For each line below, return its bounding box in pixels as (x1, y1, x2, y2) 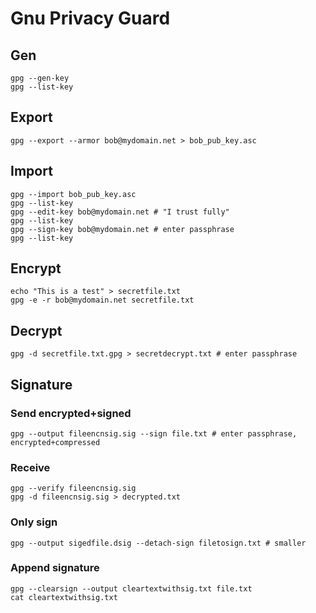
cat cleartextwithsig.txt (10, 592, 118, 602)
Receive (10, 460, 51, 474)
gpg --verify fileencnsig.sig (10, 483, 137, 494)
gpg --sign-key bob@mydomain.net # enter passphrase (10, 224, 235, 234)
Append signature (10, 561, 100, 575)
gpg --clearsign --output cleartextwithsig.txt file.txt (10, 583, 253, 594)
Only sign (10, 515, 58, 529)
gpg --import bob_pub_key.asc (10, 189, 137, 199)
